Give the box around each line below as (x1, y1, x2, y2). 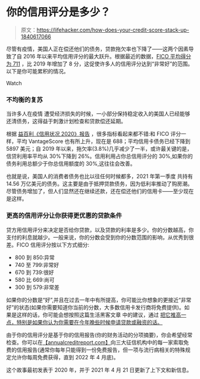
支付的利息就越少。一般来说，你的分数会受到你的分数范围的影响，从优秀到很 (6, 234, 194, 241)
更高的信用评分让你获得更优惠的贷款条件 (6, 212, 122, 220)
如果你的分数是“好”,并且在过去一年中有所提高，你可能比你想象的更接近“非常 (6, 296, 192, 303)
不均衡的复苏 (6, 95, 43, 104)
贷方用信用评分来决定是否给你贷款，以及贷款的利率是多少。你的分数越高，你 (6, 226, 194, 233)
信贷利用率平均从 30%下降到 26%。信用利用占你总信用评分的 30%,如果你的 (6, 153, 193, 160)
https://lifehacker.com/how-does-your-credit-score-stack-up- (36, 26, 189, 33)
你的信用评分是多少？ (6, 5, 111, 19)
